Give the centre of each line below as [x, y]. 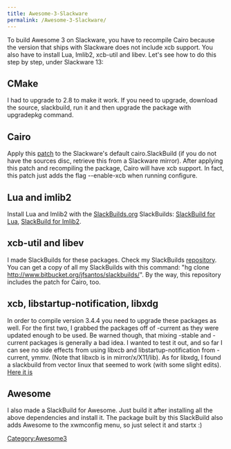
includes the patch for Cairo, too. [54, 282]
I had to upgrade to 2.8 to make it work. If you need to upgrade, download [112, 100]
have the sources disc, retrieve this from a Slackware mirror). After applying [115, 161]
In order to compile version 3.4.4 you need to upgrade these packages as [112, 320]
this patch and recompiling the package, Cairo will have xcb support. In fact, [116, 168]
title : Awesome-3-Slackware [48, 14]
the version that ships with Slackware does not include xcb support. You [110, 47]
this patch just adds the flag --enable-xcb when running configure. [102, 176]
